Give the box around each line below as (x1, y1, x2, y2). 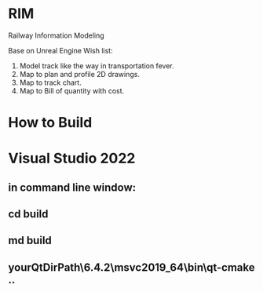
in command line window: (8, 181, 137, 194)
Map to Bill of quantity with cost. (19, 86, 125, 95)
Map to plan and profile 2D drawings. (19, 69, 140, 78)
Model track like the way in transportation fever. (19, 60, 174, 71)
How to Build (8, 114, 93, 132)
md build (8, 234, 53, 247)
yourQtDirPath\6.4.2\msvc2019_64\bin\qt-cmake (8, 261, 255, 274)
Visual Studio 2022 (8, 150, 136, 167)
